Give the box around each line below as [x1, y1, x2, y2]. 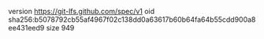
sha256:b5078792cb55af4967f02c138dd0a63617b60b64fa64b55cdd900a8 [8, 15, 256, 24]
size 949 [46, 23, 75, 32]
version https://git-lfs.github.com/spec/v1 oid [8, 7, 155, 16]
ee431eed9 [8, 23, 45, 32]
